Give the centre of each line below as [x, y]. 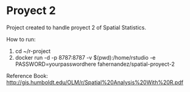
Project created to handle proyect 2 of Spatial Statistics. [76, 27]
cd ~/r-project [33, 51]
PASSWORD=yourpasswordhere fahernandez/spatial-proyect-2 [95, 64]
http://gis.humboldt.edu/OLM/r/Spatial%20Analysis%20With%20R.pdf [95, 82]
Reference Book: [27, 76]
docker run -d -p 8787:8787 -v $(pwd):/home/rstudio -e [85, 57]
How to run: [21, 39]
